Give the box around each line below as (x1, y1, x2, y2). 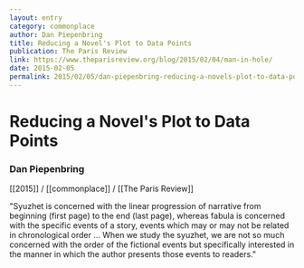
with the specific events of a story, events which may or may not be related (9, 220, 290, 231)
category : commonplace (9, 22, 95, 31)
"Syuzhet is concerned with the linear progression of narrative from (9, 201, 261, 212)
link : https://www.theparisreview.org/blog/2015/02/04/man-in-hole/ (9, 55, 273, 64)
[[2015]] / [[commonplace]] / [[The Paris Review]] (9, 183, 195, 195)
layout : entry (9, 13, 63, 23)
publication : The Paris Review (9, 47, 128, 56)
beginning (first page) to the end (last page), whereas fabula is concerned (9, 210, 286, 222)
